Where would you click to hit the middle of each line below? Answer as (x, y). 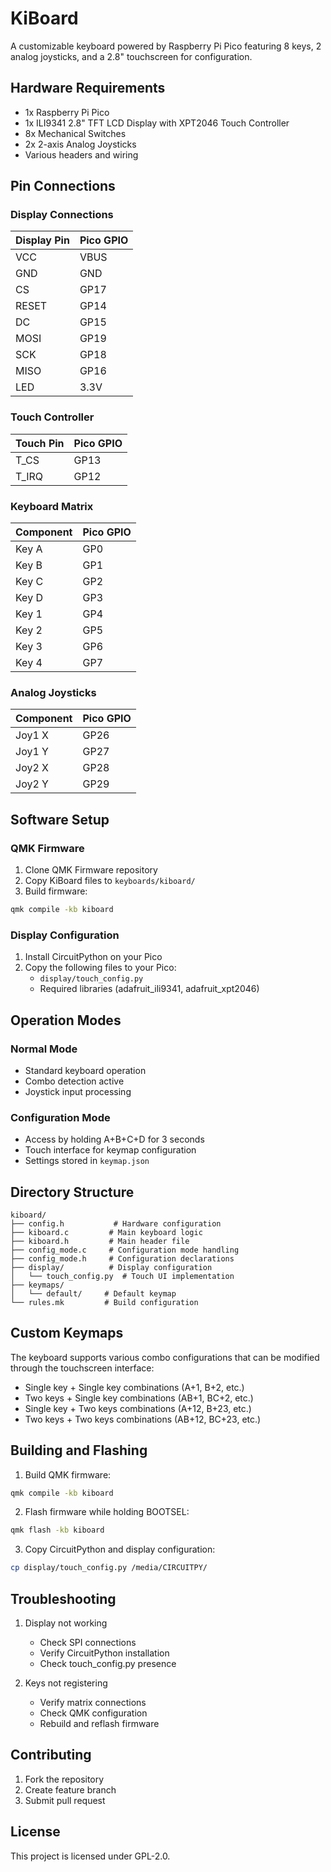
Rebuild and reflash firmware (99, 1724)
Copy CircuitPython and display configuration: (120, 1549)
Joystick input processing (78, 1091)
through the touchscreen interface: (82, 1368)
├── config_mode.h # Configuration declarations (122, 1258)
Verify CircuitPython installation (104, 1653)
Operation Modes (66, 1020)
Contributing (51, 1755)
